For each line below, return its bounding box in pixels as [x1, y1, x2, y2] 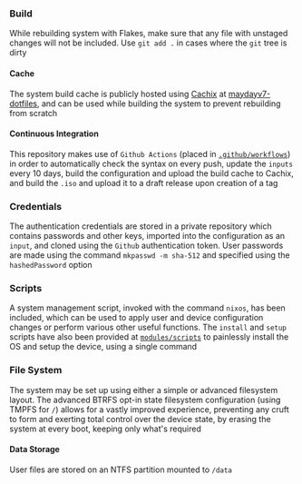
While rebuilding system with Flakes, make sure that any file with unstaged [9, 28, 288, 39]
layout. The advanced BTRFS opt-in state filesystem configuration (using [9, 394, 281, 405]
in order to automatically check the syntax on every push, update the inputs [9, 158, 293, 169]
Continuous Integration [9, 128, 100, 139]
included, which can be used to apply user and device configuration [9, 312, 264, 323]
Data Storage [9, 444, 61, 455]
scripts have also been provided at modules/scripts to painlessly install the [9, 331, 289, 342]
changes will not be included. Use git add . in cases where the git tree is [9, 37, 287, 48]
